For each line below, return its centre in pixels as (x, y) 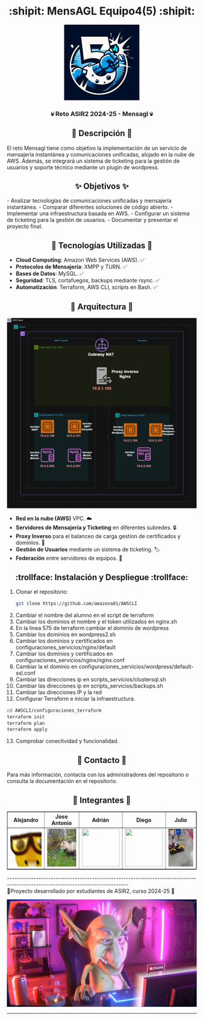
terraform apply (27, 730)
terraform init (26, 717)
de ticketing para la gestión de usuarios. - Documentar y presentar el (92, 220)
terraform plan (26, 723)
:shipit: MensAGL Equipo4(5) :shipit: (102, 11)
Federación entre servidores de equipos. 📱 (69, 558)
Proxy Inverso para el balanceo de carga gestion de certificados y (98, 536)
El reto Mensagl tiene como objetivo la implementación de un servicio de (97, 148)
